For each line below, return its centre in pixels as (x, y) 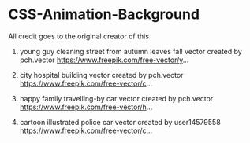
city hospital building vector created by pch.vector (101, 75)
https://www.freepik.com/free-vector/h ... (86, 107)
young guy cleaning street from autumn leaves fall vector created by (131, 51)
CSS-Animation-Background (104, 15)
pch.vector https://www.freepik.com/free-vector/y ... (104, 60)
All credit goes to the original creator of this (79, 36)
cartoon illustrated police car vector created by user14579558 (120, 122)
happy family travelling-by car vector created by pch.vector (116, 98)
